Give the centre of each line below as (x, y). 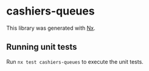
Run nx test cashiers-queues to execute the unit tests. (75, 61)
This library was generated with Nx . (51, 28)
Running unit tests (42, 47)
